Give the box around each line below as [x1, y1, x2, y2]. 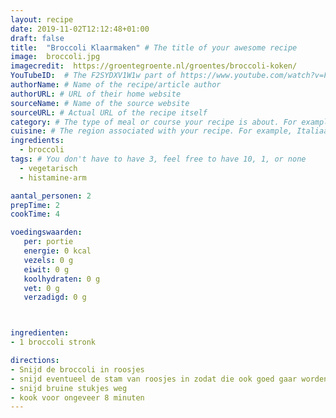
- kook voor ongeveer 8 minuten [10, 392, 145, 403]
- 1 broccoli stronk [10, 337, 97, 348]
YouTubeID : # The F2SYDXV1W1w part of [10, 71, 177, 81]
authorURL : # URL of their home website [10, 89, 182, 99]
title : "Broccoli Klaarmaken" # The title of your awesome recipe [10, 42, 298, 53]
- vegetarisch [19, 163, 78, 173]
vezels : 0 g [23, 255, 74, 265]
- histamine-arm [19, 172, 87, 183]
